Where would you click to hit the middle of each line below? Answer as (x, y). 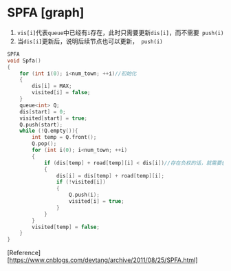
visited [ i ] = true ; (97, 202)
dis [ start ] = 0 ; (43, 111)
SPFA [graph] (46, 13)
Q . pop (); (44, 144)
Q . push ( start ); (41, 124)
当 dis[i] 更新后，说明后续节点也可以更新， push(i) (90, 41)
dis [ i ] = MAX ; (52, 86)
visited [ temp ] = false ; (66, 227)
